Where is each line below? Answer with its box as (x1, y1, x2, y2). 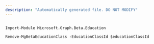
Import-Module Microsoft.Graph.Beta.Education (5, 25, 106, 30)
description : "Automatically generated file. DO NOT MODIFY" (5, 7, 138, 12)
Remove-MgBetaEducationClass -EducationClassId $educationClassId (5, 34, 149, 39)
